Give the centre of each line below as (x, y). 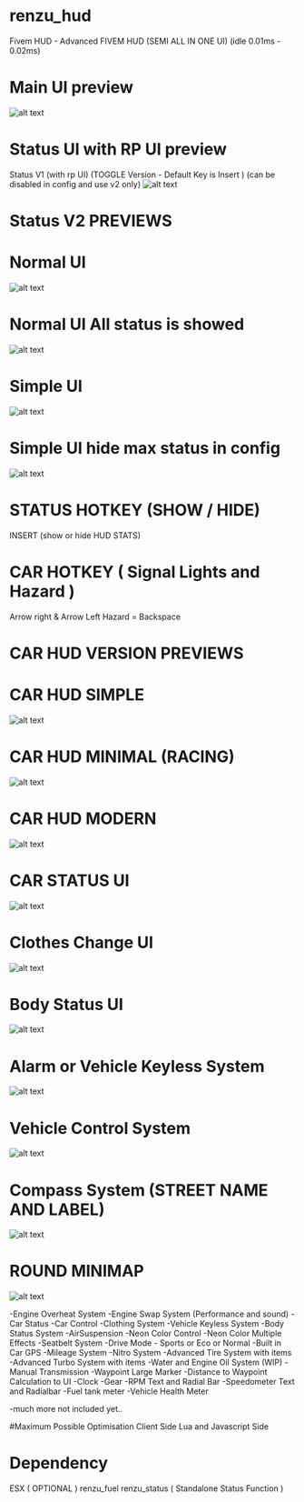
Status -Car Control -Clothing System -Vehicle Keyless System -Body (154, 1324)
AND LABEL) (57, 1209)
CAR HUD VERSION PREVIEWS (127, 653)
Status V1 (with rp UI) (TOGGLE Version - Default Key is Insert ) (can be (142, 175)
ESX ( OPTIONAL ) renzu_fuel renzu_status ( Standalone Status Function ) (147, 1488)
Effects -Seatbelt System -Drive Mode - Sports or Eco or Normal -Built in (146, 1343)
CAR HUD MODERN (83, 818)
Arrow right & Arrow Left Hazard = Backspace (95, 616)
